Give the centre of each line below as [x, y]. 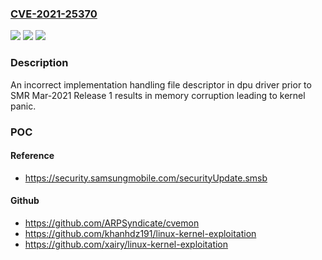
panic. [23, 106]
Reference [32, 156]
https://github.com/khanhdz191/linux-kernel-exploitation [140, 233]
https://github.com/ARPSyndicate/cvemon [112, 223]
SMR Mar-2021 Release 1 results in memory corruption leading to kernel [158, 95]
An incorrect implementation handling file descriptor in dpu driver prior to [161, 84]
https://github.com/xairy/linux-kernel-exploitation [126, 244]
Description [39, 63]
